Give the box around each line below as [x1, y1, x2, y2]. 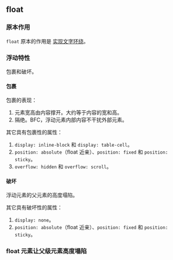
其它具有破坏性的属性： [6, 204, 63, 211]
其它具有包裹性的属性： [6, 129, 63, 136]
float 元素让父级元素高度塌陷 [6, 247, 87, 255]
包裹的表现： [6, 96, 37, 104]
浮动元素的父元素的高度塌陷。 [6, 192, 78, 199]
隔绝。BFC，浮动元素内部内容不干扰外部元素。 [14, 116, 127, 123]
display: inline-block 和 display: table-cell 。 [14, 141, 133, 148]
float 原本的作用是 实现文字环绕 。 [6, 37, 89, 44]
